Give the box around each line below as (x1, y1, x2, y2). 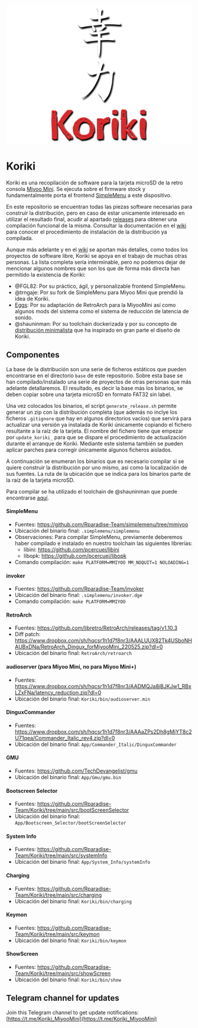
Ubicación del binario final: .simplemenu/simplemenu (14, 527, 140, 534)
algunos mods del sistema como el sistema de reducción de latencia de (14, 307, 189, 314)
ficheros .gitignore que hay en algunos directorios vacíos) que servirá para (6, 414, 191, 421)
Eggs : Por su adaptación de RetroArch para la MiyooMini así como (14, 301, 176, 309)
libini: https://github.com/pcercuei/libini (23, 546, 119, 553)
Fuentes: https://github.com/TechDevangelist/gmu (14, 767, 138, 774)
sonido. (14, 314, 34, 321)
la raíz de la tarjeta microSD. (6, 476, 75, 484)
